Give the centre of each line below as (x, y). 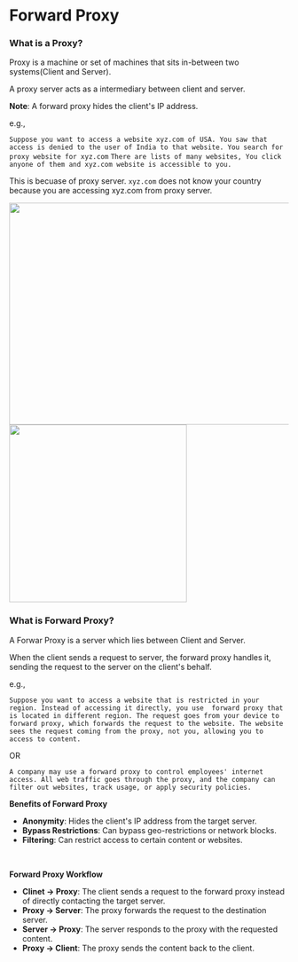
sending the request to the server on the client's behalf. (110, 666)
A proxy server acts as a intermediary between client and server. (127, 89)
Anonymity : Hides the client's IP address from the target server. (139, 821)
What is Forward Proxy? (62, 620)
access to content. (45, 739)
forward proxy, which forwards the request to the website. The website (146, 723)
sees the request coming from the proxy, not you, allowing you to (137, 731)
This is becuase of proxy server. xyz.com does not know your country (135, 181)
